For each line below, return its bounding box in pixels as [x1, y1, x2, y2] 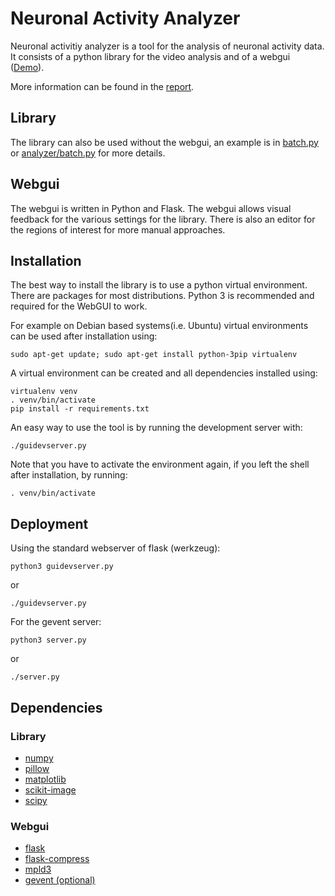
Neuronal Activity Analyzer [10, 7, 241, 30]
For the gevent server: [10, 616, 102, 628]
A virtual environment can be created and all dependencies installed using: [10, 367, 318, 379]
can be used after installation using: [10, 330, 158, 342]
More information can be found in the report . [10, 80, 195, 92]
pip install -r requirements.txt [10, 404, 150, 414]
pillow [24, 762, 50, 774]
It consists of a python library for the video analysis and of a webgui [10, 50, 291, 62]
